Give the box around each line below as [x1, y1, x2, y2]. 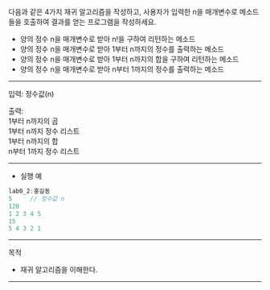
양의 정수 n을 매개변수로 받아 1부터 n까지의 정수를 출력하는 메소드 [19, 44, 225, 54]
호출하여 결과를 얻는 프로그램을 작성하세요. [22, 17, 157, 27]
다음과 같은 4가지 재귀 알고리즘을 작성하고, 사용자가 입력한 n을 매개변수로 [8, 7, 239, 16]
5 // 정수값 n [8, 194, 65, 203]
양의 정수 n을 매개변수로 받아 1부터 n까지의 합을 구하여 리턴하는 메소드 [19, 55, 239, 64]
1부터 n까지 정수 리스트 [8, 126, 80, 135]
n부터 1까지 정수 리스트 [8, 147, 80, 155]
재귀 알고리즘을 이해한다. [19, 265, 98, 275]
